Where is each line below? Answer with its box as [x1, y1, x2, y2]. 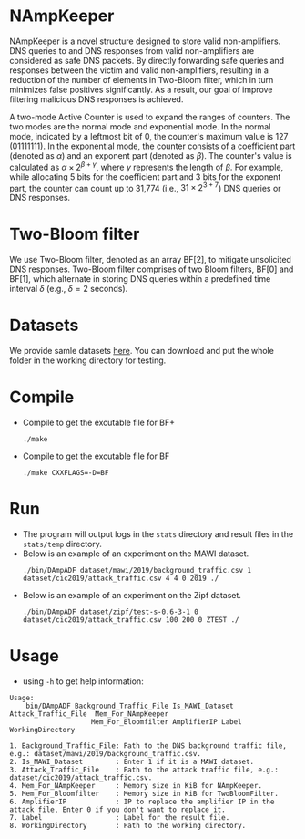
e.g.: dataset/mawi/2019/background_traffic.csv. [9, 749, 202, 758]
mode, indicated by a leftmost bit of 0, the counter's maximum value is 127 [9, 130, 289, 141]
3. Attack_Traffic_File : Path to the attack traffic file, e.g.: [9, 765, 280, 774]
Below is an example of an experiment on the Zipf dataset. [22, 590, 241, 600]
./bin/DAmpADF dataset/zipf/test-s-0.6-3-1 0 [22, 607, 198, 616]
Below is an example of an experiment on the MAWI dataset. [22, 548, 249, 559]
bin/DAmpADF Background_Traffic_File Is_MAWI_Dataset [25, 701, 234, 710]
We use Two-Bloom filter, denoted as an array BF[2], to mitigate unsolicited [9, 254, 291, 265]
